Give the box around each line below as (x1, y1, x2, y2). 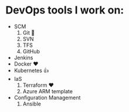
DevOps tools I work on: (5, 4, 124, 17)
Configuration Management (13, 94, 81, 101)
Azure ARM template (22, 87, 73, 94)
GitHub (22, 47, 40, 55)
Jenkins (13, 54, 33, 61)
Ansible (22, 100, 42, 107)
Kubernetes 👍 (13, 67, 49, 74)
